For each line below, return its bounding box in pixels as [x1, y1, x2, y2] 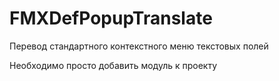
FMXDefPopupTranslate [9, 7, 213, 30]
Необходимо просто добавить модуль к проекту [9, 59, 218, 71]
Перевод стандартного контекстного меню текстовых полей [9, 40, 269, 52]
